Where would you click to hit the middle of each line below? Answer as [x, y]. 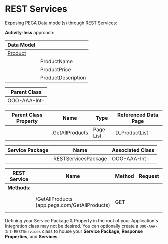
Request [149, 176]
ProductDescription [63, 77]
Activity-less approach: [30, 32]
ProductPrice [56, 69]
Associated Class [133, 150]
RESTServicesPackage [80, 158]
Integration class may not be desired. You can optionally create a [72, 226]
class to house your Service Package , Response [93, 231]
